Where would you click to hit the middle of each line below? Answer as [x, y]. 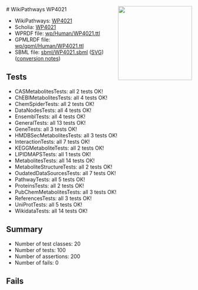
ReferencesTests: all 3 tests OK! [53, 198]
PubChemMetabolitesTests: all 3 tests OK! [65, 192]
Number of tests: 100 [40, 250]
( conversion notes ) [37, 58]
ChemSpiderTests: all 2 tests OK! [55, 104]
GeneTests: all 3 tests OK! [46, 129]
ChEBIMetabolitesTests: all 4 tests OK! [61, 98]
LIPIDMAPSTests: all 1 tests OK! [53, 154]
